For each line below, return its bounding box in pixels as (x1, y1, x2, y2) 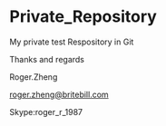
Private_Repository (9, 6, 157, 27)
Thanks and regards (9, 53, 84, 64)
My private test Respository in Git (9, 36, 134, 47)
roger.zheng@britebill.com (9, 89, 109, 100)
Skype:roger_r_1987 (9, 106, 83, 117)
